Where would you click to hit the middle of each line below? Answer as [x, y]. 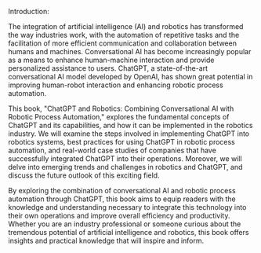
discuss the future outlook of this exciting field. [84, 175]
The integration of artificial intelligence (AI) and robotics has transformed [126, 26]
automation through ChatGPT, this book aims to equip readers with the [122, 199]
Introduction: [29, 11]
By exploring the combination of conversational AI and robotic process [122, 191]
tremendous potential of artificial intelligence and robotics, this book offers [129, 232]
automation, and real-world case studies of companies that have [112, 150]
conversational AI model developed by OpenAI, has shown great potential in [130, 77]
